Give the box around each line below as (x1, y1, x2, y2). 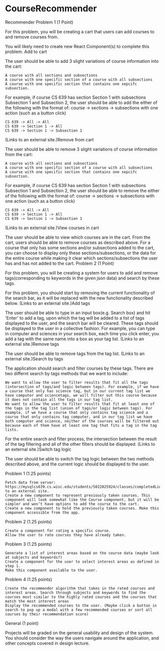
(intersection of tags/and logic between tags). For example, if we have (5, 384, 160, 389)
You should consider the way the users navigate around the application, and (5, 635, 159, 641)
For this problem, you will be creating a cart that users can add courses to (5, 28, 155, 34)
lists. (5, 427, 19, 432)
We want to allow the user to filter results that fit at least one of (5, 401, 155, 407)
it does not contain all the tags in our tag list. (5, 397, 113, 402)
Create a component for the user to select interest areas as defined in (5, 559, 160, 564)
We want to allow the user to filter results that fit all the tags (5, 380, 148, 385)
